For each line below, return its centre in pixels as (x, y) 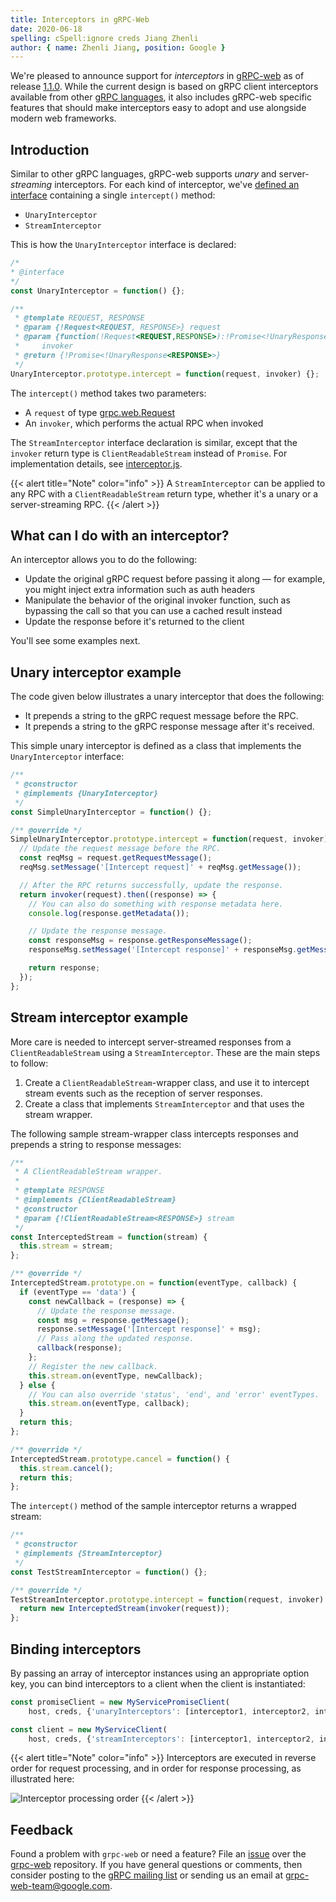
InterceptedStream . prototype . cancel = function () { (120, 1459)
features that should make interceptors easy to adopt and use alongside (158, 108)
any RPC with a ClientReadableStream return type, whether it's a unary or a (164, 493)
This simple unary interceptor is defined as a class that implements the (156, 746)
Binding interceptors (76, 1649)
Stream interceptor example (99, 1017)
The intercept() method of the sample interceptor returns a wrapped (153, 1506)
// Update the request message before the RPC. (120, 849)
